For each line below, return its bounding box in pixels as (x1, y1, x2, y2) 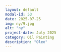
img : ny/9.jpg (5, 21, 35, 26)
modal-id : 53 (5, 12, 32, 17)
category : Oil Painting (5, 35, 55, 40)
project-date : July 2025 (5, 30, 57, 35)
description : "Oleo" (5, 40, 48, 45)
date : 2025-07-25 (5, 16, 41, 21)
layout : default (5, 7, 39, 12)
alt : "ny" (5, 26, 26, 31)
